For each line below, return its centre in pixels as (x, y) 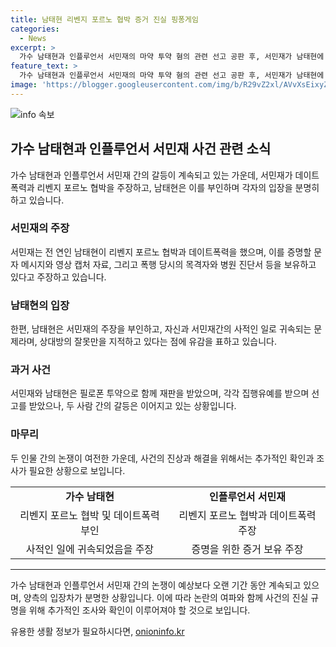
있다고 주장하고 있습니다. (58, 277)
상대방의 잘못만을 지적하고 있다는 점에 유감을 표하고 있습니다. (158, 342)
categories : (35, 29)
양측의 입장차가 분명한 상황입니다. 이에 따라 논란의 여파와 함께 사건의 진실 (166, 597)
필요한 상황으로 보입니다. (77, 470)
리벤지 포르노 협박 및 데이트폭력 (89, 515)
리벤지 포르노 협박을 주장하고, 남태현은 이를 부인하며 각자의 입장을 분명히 (178, 187)
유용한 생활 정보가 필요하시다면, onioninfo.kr (97, 631)
